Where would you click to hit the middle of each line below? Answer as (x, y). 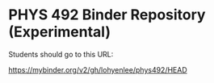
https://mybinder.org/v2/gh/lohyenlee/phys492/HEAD (98, 69)
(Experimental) (60, 32)
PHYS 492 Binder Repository (107, 15)
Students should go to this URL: (61, 54)
